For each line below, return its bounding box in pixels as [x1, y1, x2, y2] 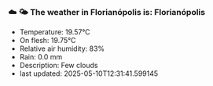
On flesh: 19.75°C [19, 36, 76, 45]
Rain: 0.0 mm [19, 52, 63, 62]
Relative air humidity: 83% [19, 44, 105, 53]
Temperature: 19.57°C [19, 27, 90, 37]
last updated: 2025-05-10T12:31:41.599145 [19, 69, 159, 78]
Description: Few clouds [19, 61, 98, 70]
